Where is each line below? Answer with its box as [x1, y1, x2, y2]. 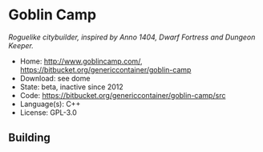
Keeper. [8, 40, 34, 50]
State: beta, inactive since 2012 [19, 82, 124, 92]
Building [8, 131, 51, 145]
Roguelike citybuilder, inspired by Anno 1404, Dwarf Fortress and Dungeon [8, 32, 256, 42]
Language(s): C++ [19, 99, 81, 109]
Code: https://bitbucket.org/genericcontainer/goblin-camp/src [19, 90, 226, 100]
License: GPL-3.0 [19, 107, 78, 117]
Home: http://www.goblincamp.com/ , [19, 56, 143, 66]
